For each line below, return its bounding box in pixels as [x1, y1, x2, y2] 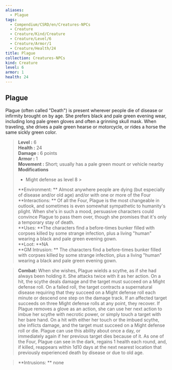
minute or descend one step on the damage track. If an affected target [17, 294, 167, 301]
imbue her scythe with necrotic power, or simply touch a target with [17, 311, 161, 317]
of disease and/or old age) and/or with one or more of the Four [17, 191, 151, 198]
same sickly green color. [5, 129, 58, 135]
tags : [5, 17, 17, 22]
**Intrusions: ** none [17, 359, 64, 365]
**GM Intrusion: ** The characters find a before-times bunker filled [17, 246, 161, 253]
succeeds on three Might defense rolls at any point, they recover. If [17, 300, 160, 306]
